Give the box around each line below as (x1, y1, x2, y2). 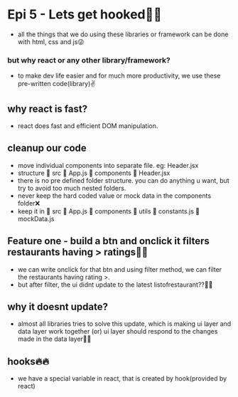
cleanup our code (7, 142, 87, 154)
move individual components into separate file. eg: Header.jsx (17, 161, 199, 169)
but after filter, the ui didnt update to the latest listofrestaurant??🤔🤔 (17, 280, 213, 289)
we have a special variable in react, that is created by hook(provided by (17, 374, 227, 383)
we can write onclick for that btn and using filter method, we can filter (17, 265, 222, 273)
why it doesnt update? (7, 301, 109, 313)
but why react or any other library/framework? (7, 55, 171, 65)
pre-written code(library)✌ (17, 80, 96, 88)
